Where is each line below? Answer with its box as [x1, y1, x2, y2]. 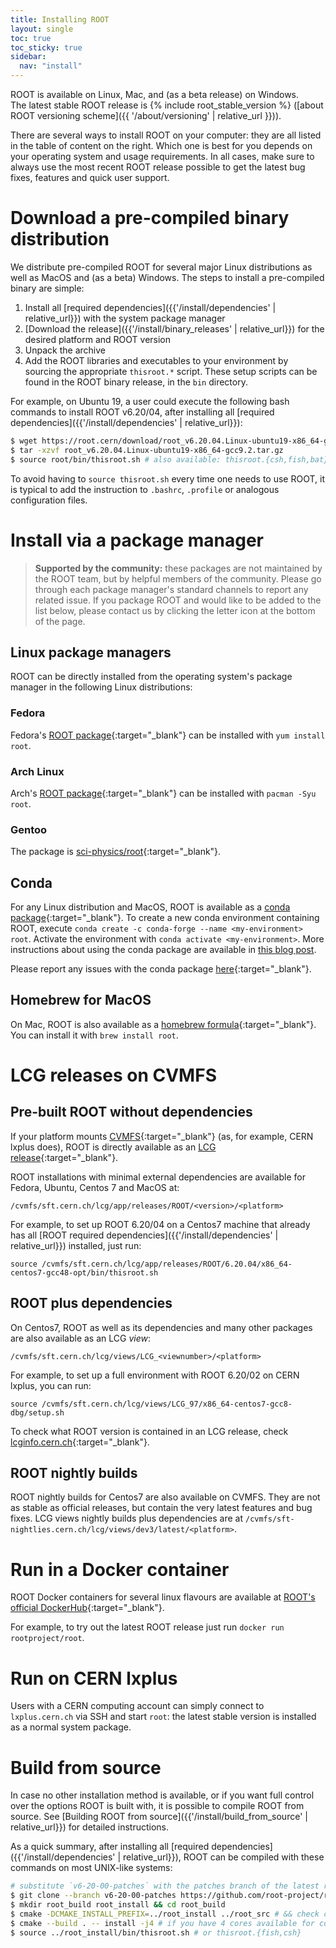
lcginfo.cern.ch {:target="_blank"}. [10, 1436, 150, 1448]
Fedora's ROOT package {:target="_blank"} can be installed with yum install [10, 729, 326, 741]
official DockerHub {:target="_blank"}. [10, 1602, 165, 1614]
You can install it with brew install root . [10, 1029, 179, 1041]
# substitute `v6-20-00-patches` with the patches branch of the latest [10, 1881, 320, 1891]
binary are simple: [10, 282, 85, 294]
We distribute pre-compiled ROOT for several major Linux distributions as [10, 261, 313, 273]
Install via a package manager [10, 529, 265, 551]
